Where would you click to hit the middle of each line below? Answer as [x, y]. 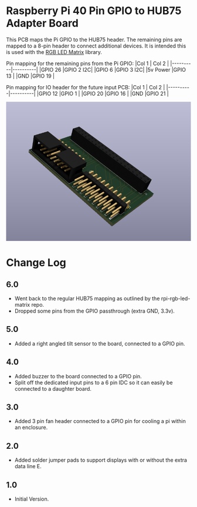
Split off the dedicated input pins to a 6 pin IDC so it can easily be [94, 382]
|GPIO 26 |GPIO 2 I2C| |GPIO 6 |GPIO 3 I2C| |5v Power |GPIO [113, 69]
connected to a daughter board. [53, 388]
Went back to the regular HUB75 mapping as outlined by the [87, 298]
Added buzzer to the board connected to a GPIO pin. [78, 376]
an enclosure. [31, 428]
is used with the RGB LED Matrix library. [54, 52]
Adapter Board [43, 23]
